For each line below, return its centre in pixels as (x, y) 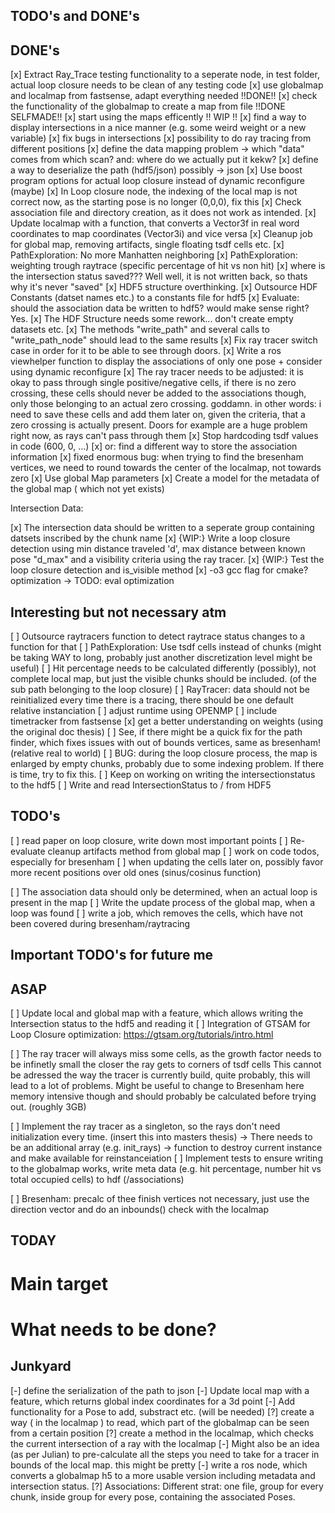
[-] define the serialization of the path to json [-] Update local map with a (160, 1390)
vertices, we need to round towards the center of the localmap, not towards (166, 468)
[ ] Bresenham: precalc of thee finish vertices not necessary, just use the (160, 1199)
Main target (59, 1283)
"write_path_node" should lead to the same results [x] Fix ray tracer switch (164, 340)
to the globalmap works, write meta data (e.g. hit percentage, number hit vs (166, 1169)
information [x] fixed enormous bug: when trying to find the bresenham (157, 457)
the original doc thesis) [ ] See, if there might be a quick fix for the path (156, 732)
